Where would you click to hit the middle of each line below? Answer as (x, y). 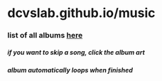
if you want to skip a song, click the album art (76, 52)
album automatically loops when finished (70, 70)
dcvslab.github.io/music (81, 13)
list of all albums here (45, 36)
